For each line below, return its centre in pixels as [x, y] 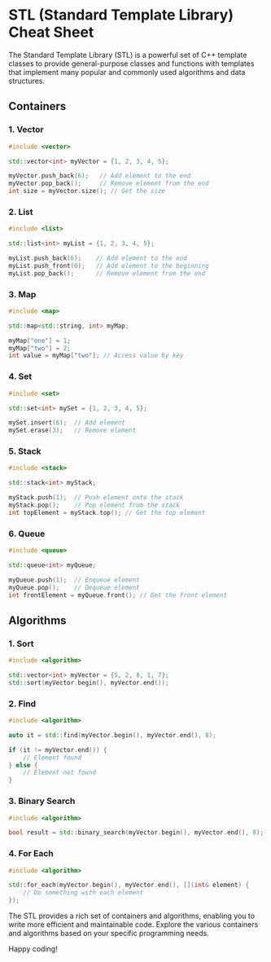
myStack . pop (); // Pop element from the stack [94, 505]
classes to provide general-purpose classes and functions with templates [131, 64]
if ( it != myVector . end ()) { [58, 750]
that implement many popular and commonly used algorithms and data [127, 72]
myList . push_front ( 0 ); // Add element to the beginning [109, 266]
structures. [26, 81]
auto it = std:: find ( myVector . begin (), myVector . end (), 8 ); [113, 735]
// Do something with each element [83, 893]
